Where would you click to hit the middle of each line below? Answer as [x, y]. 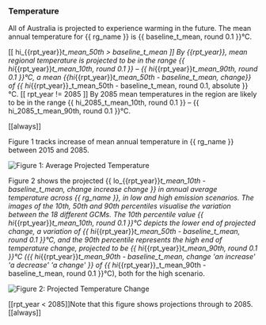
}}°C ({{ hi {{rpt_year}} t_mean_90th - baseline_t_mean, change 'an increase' [132, 257]
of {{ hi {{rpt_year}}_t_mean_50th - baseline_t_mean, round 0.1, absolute [124, 86]
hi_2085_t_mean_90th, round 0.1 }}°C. [70, 111]
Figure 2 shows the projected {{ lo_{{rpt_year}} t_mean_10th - [107, 181]
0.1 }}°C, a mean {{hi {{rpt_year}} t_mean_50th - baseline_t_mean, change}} [130, 78]
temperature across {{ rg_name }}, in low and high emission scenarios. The [131, 198]
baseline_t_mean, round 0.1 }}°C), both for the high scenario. [107, 273]
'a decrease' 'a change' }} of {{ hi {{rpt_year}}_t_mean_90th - [107, 265]
